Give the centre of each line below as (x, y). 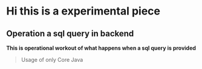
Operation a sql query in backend (70, 34)
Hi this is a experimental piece (83, 11)
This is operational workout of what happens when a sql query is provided (101, 48)
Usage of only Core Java (52, 60)
